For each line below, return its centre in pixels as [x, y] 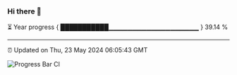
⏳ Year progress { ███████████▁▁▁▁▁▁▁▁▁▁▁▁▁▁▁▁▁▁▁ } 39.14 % [118, 27]
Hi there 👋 [25, 11]
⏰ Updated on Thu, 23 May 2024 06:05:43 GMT [78, 50]
